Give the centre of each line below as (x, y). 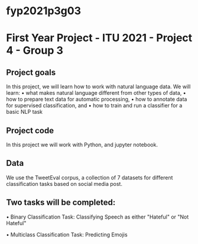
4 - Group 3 (35, 51)
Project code (30, 131)
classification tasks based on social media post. (64, 184)
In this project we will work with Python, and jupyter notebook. (82, 145)
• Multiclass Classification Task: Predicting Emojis (67, 235)
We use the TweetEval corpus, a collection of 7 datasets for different (90, 177)
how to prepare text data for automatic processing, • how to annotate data (97, 99)
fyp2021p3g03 (44, 11)
